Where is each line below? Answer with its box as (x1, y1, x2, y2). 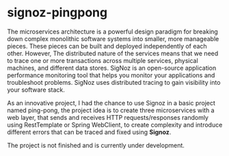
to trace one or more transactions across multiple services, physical (7, 56, 198, 64)
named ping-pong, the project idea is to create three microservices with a (7, 106, 215, 114)
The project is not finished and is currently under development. (7, 141, 185, 149)
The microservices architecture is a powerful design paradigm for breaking (7, 27, 219, 36)
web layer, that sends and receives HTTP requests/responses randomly (7, 113, 208, 121)
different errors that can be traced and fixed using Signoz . (7, 128, 172, 136)
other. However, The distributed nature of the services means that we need (7, 49, 219, 57)
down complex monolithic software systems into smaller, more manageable (7, 34, 219, 42)
